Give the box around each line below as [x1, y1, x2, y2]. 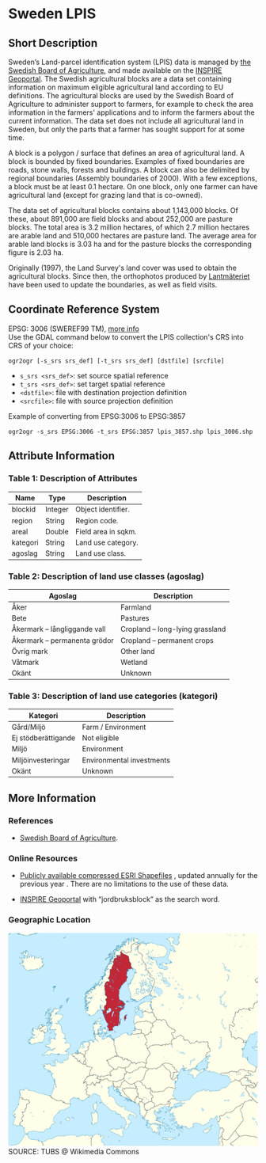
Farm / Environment [82, 722, 146, 732]
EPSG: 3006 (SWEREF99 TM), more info [8, 324, 140, 333]
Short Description [8, 36, 98, 50]
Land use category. [74, 538, 139, 547]
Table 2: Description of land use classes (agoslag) [8, 571, 204, 582]
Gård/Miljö [11, 722, 46, 732]
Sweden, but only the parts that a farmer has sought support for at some [8, 124, 245, 134]
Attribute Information [8, 449, 116, 463]
